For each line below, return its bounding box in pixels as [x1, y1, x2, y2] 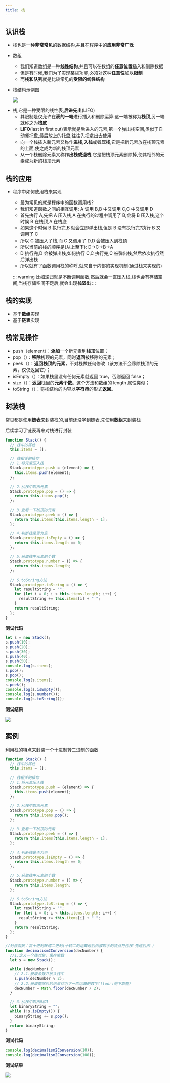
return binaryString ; [10, 1023, 56, 1028]
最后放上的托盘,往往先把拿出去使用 [39, 132, 112, 139]
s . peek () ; [5, 682, 26, 688]
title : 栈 [5, 7, 25, 13]
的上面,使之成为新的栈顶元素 [20, 145, 79, 151]
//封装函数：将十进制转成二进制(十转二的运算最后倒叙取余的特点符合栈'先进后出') [5, 943, 155, 949]
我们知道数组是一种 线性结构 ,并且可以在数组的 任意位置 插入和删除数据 [20, 63, 163, 70]
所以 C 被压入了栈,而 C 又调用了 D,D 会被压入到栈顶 [20, 238, 127, 244]
